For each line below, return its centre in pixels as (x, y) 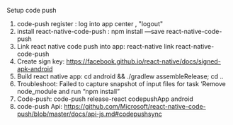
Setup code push (32, 10)
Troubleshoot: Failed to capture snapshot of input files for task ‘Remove (121, 84)
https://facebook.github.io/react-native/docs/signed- (143, 61)
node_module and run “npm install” (68, 91)
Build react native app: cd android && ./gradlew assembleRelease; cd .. (120, 76)
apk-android (35, 69)
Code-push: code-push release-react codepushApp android (105, 99)
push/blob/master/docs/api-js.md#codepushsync (89, 114)
